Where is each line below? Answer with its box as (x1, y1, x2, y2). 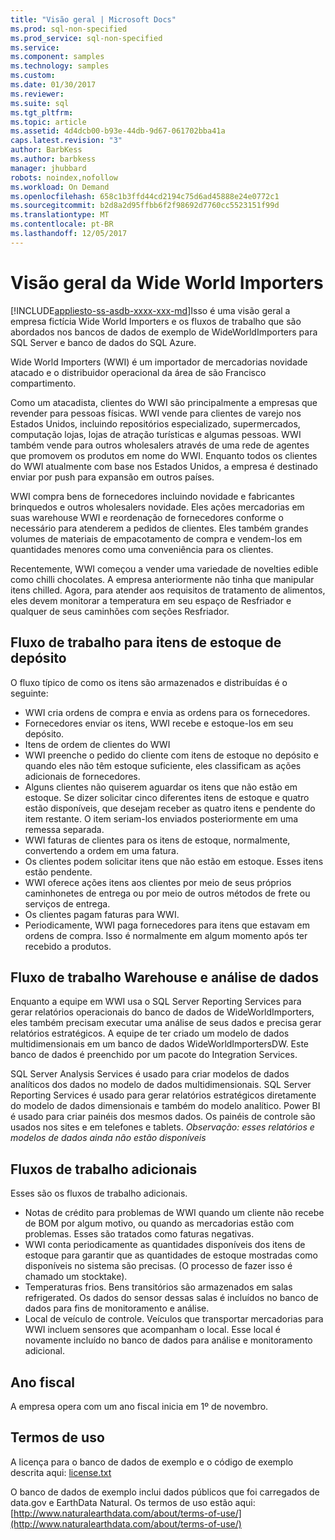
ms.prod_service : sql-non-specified (10, 33, 163, 43)
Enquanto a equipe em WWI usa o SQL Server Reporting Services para (10, 996, 302, 1008)
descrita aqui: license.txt (10, 1466, 112, 1478)
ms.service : (10, 42, 60, 53)
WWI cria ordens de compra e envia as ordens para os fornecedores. (24, 706, 311, 718)
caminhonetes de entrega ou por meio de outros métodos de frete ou (24, 887, 311, 899)
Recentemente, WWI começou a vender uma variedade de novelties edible (10, 562, 319, 575)
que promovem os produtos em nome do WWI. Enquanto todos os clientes (10, 449, 318, 461)
